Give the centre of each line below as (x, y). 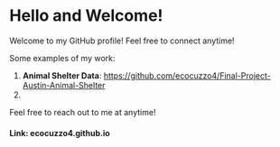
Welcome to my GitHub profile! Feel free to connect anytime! (122, 41)
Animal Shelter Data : (62, 75)
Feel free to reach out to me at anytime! (83, 112)
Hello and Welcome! (86, 16)
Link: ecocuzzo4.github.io (60, 133)
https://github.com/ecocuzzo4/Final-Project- (187, 75)
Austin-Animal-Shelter (64, 85)
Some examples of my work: (62, 58)
